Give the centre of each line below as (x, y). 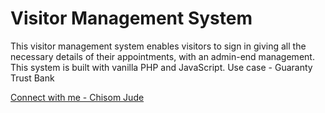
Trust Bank (32, 78)
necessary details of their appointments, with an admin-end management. (162, 56)
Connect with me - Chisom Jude (77, 97)
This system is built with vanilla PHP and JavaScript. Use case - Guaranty (161, 67)
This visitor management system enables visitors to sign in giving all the (158, 46)
